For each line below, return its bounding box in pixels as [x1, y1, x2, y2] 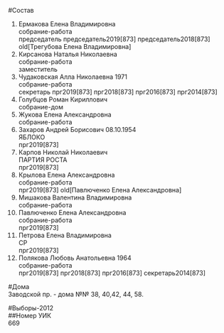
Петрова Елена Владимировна [18, 231, 112, 239]
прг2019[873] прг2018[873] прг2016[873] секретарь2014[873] [18, 269, 206, 277]
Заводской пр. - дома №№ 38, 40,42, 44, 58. [8, 290, 144, 298]
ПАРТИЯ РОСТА [18, 155, 68, 164]
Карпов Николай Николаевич [18, 148, 108, 156]
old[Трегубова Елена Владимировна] [18, 43, 132, 50]
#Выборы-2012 [8, 304, 54, 312]
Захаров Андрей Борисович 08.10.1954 [18, 126, 137, 133]
